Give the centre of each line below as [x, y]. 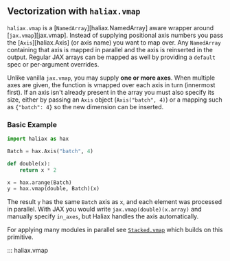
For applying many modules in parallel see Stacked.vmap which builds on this [115, 230]
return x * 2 [38, 170]
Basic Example [32, 124]
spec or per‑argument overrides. [53, 64]
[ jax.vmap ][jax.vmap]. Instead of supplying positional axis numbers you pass [115, 35]
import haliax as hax [38, 139]
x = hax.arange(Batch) [39, 182]
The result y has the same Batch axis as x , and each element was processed [115, 202]
